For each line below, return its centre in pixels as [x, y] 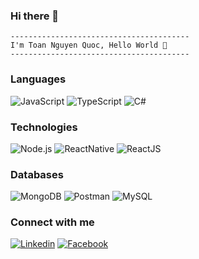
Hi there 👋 [35, 16]
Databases [37, 174]
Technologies [44, 127]
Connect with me [52, 222]
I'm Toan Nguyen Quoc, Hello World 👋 [89, 45]
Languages [38, 79]
